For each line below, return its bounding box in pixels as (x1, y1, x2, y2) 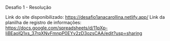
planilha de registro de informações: (5, 20, 82, 25)
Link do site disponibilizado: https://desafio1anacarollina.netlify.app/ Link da (5, 14, 165, 20)
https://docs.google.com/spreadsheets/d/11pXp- (5, 25, 108, 31)
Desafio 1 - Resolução (5, 5, 52, 10)
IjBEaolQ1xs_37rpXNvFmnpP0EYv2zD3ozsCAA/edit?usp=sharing (5, 30, 142, 36)
